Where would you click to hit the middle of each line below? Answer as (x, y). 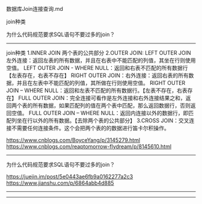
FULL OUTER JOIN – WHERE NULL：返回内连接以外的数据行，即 (109, 113)
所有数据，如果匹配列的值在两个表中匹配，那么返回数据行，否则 (111, 105)
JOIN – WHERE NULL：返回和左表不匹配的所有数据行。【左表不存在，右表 (97, 90)
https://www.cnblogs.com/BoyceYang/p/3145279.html (73, 140)
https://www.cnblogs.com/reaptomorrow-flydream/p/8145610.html (89, 147)
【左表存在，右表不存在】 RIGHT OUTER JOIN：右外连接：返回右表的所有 (98, 75)
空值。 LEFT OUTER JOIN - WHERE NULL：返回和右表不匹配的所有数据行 (97, 68)
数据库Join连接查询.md (35, 9)
